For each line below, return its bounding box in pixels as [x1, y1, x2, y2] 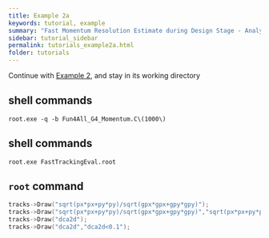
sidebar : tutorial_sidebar [8, 34, 98, 42]
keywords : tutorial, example [8, 19, 106, 27]
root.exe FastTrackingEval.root [8, 157, 116, 166]
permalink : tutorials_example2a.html [8, 42, 134, 50]
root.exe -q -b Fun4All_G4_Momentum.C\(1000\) [8, 115, 167, 123]
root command [8, 180, 84, 193]
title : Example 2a [8, 11, 70, 20]
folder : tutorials [8, 49, 70, 57]
